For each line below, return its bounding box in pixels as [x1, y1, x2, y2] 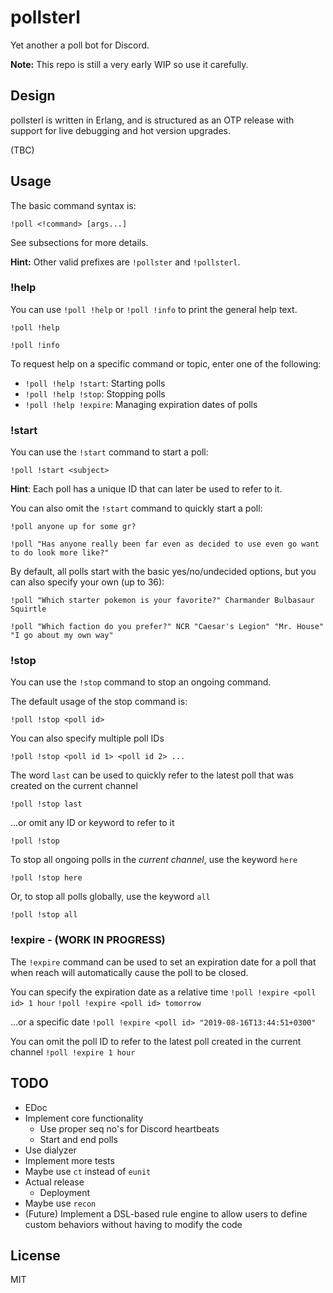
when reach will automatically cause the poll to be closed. [10, 966, 249, 978]
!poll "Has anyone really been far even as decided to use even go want [10, 539, 320, 550]
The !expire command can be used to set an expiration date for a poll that [10, 956, 317, 968]
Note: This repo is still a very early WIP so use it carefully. [10, 58, 249, 70]
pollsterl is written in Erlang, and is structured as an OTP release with [10, 114, 295, 126]
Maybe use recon [24, 1197, 97, 1209]
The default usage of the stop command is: [10, 696, 188, 708]
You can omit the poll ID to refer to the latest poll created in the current [10, 1035, 302, 1047]
